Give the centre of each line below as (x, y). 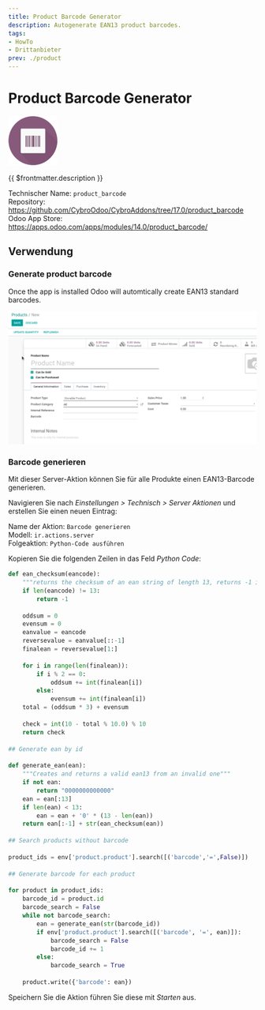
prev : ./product (35, 58)
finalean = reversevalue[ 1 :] (70, 649)
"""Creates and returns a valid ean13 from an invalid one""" (127, 774)
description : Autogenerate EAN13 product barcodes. (95, 25)
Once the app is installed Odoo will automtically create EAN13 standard (123, 291)
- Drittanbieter (35, 50)
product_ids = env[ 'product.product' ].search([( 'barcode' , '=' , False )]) (128, 857)
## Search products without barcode (68, 841)
